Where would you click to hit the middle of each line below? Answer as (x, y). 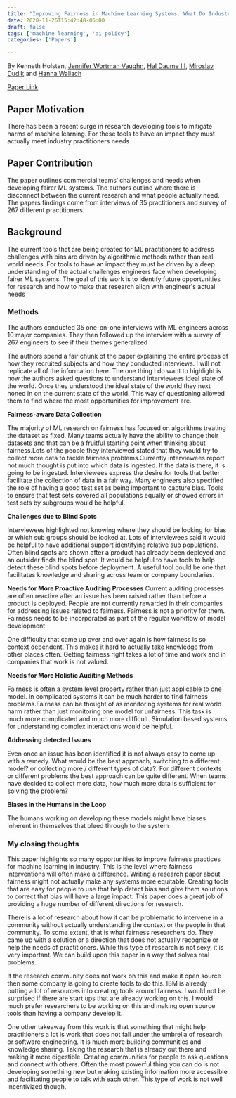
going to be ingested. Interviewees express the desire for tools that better (114, 472)
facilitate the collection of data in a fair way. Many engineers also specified (116, 480)
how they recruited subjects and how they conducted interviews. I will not (114, 363)
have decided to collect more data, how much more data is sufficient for (111, 783)
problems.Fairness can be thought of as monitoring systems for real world (114, 704)
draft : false (26, 27)
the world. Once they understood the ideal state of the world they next (109, 386)
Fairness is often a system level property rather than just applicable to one (115, 689)
